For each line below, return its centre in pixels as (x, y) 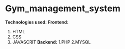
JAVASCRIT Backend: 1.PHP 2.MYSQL (51, 42)
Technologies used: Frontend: (37, 22)
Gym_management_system (63, 9)
